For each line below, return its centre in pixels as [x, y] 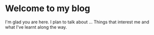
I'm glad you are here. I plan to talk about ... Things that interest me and [77, 22]
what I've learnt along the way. [36, 27]
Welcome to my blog [48, 9]
